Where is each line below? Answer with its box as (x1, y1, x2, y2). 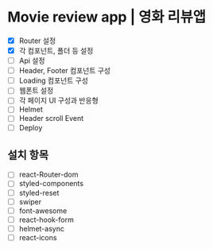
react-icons (18, 232, 57, 242)
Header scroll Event (18, 114, 84, 123)
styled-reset (18, 188, 60, 197)
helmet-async (18, 224, 65, 233)
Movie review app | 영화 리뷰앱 (7, 8, 207, 26)
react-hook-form (18, 215, 75, 224)
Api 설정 (18, 56, 45, 65)
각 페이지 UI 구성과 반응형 (18, 95, 99, 105)
